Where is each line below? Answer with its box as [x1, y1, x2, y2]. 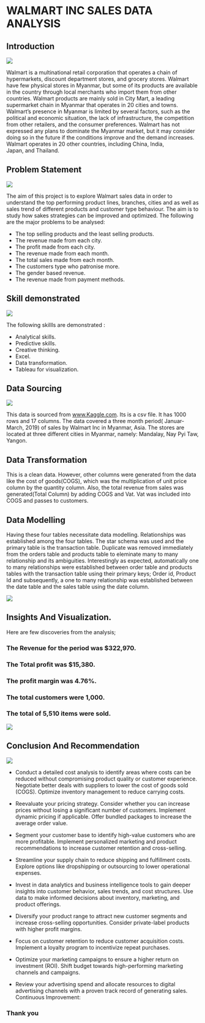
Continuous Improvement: [15, 993, 81, 1001]
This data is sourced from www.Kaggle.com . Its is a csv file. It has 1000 [6, 411, 187, 418]
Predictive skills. [15, 339, 57, 347]
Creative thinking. [15, 346, 60, 353]
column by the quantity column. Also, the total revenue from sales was [6, 484, 184, 492]
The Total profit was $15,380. [6, 660, 96, 669]
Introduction [6, 41, 55, 51]
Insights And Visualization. [6, 612, 112, 623]
